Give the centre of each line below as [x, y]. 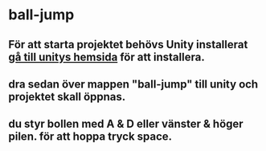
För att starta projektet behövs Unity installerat [128, 45]
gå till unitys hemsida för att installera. [106, 57]
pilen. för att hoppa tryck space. [90, 137]
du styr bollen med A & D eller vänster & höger [126, 124]
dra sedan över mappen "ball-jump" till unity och [133, 84]
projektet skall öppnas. [67, 97]
